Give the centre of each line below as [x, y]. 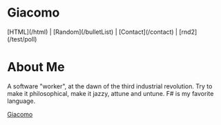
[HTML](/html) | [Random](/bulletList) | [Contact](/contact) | [93, 32]
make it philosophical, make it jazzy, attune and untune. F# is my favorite [110, 93]
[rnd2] [188, 32]
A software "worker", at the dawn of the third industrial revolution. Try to [110, 86]
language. [21, 101]
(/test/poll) [22, 39]
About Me [36, 67]
